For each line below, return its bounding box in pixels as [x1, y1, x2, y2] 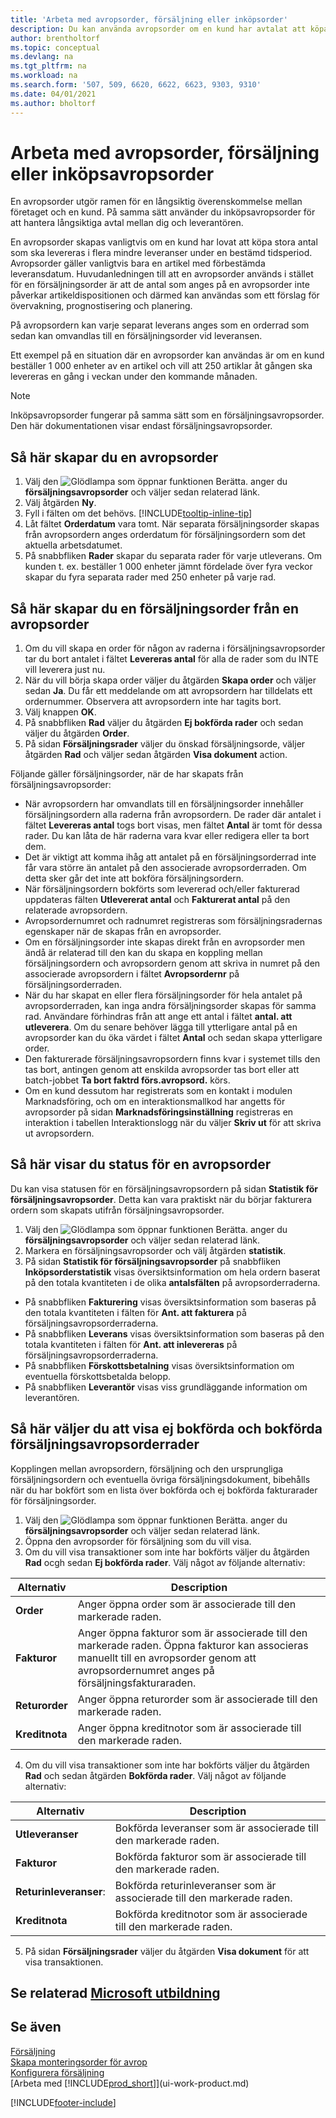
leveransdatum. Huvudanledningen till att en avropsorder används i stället [10, 268, 314, 280]
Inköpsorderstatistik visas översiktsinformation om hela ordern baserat [24, 1266, 321, 1278]
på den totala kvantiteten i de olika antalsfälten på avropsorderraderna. [24, 1276, 321, 1288]
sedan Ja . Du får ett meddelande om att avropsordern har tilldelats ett [24, 685, 313, 697]
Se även [10, 2019, 62, 2036]
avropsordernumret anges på [77, 1663, 215, 1677]
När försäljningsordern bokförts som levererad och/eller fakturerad [24, 883, 300, 895]
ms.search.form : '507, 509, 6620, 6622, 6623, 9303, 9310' [10, 80, 262, 90]
